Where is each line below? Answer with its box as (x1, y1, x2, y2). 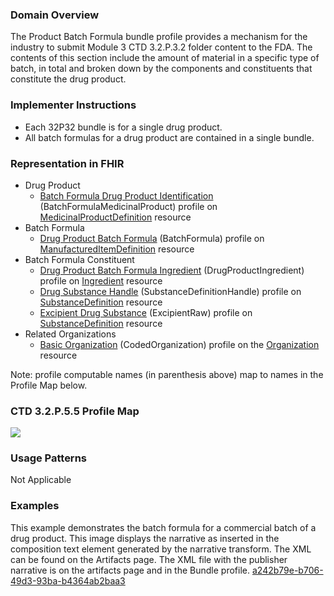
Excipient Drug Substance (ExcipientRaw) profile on (39, 306, 253, 318)
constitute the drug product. (10, 73, 127, 85)
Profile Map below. (10, 379, 88, 391)
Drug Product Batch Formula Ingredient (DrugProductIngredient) (39, 264, 305, 276)
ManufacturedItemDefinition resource (39, 243, 195, 255)
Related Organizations (24, 328, 117, 340)
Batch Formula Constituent (24, 253, 135, 265)
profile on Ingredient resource (39, 274, 163, 287)
